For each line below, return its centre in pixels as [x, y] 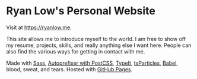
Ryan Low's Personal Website [81, 11]
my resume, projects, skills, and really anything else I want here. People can [99, 45]
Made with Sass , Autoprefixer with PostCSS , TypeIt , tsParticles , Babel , [92, 63]
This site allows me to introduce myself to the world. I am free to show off [96, 39]
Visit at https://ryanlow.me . [39, 27]
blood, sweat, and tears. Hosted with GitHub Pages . [69, 69]
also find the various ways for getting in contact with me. [76, 51]
